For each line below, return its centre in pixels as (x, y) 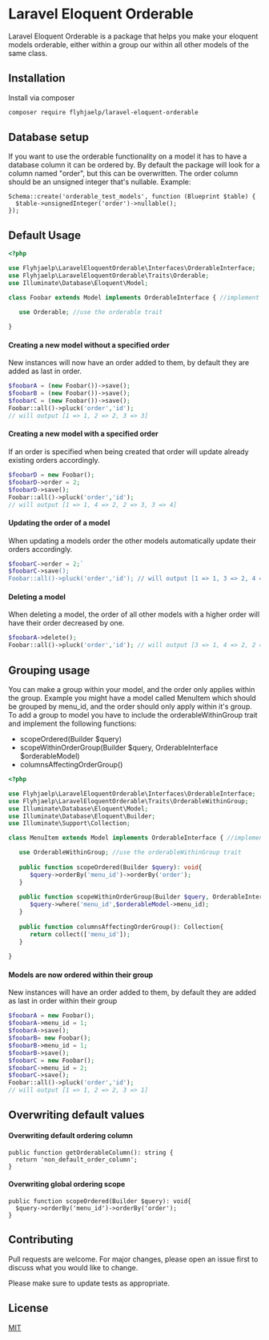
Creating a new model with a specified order (83, 434)
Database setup (49, 137)
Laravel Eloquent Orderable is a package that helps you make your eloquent (133, 36)
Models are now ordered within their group (81, 975)
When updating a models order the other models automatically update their (132, 541)
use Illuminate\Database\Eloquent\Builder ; (82, 816)
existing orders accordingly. (54, 461)
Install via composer (42, 98)
